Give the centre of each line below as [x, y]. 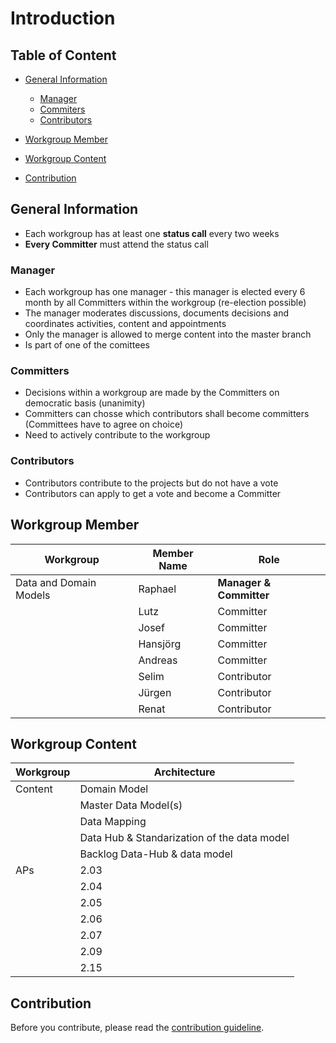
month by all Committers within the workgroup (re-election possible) [165, 303]
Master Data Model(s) [131, 805]
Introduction [63, 18]
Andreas [158, 660]
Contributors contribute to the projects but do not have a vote [151, 483]
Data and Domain [56, 582]
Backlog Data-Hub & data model [156, 854]
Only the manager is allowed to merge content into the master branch [168, 334]
